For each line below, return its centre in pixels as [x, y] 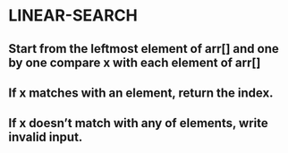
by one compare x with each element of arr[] [135, 62]
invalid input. [46, 137]
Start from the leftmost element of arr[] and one [144, 49]
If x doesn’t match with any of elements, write [139, 123]
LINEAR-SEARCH [73, 16]
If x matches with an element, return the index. [141, 93]
